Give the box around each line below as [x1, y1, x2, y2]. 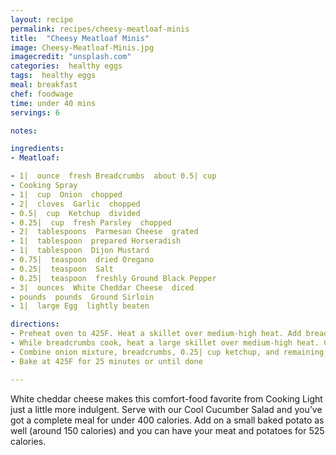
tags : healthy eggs [10, 71, 97, 81]
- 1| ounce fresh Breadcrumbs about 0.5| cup [10, 171, 217, 181]
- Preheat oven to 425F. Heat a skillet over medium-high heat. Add [10, 329, 302, 339]
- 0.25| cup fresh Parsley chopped [10, 217, 172, 228]
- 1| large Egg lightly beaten [10, 301, 150, 311]
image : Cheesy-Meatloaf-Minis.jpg [10, 42, 155, 53]
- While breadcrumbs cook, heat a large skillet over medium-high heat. [10, 338, 320, 348]
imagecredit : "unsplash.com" [10, 52, 132, 62]
